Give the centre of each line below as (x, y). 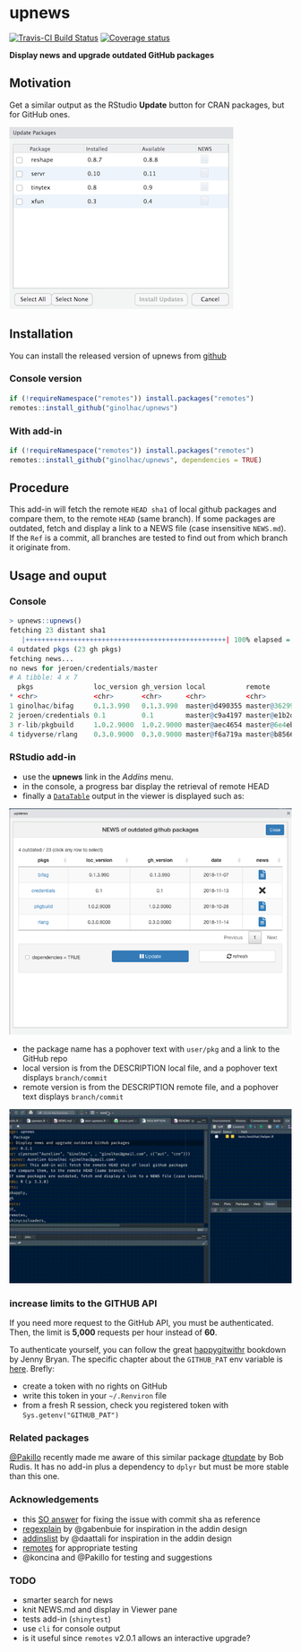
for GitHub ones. (40, 114)
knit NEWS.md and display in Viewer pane (99, 1610)
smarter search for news (68, 1600)
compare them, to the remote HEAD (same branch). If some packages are (142, 519)
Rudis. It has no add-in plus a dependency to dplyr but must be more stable (149, 1467)
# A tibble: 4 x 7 (43, 678)
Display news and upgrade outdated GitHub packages (112, 55)
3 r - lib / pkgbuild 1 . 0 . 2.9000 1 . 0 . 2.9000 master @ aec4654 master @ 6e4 (148, 725)
